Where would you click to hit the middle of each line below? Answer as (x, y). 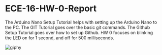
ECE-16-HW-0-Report (51, 9)
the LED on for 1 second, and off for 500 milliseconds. (60, 38)
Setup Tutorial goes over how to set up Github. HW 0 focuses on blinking (79, 32)
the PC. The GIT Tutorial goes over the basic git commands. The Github (78, 27)
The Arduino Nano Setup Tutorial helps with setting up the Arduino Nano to (81, 22)
